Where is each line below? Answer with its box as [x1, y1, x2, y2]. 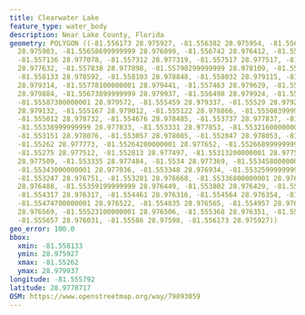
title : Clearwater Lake [9, 13, 100, 23]
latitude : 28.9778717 [9, 283, 92, 292]
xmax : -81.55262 [17, 258, 79, 268]
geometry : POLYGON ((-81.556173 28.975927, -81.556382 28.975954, [9, 38, 266, 48]
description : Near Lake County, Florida [9, 30, 165, 39]
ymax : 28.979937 [17, 267, 79, 276]
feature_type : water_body [9, 22, 107, 31]
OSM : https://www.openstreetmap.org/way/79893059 [9, 291, 202, 300]
